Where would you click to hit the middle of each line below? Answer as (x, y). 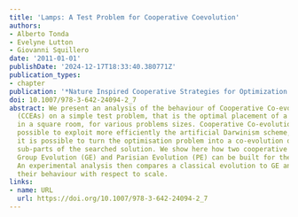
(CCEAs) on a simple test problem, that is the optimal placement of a (153, 116)
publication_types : (45, 75)
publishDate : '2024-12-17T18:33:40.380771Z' (93, 67)
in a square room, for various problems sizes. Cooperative (130, 125)
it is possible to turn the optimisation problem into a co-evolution (150, 141)
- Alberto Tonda (39, 34)
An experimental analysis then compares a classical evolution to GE (148, 166)
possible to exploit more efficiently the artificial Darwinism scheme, (154, 133)
